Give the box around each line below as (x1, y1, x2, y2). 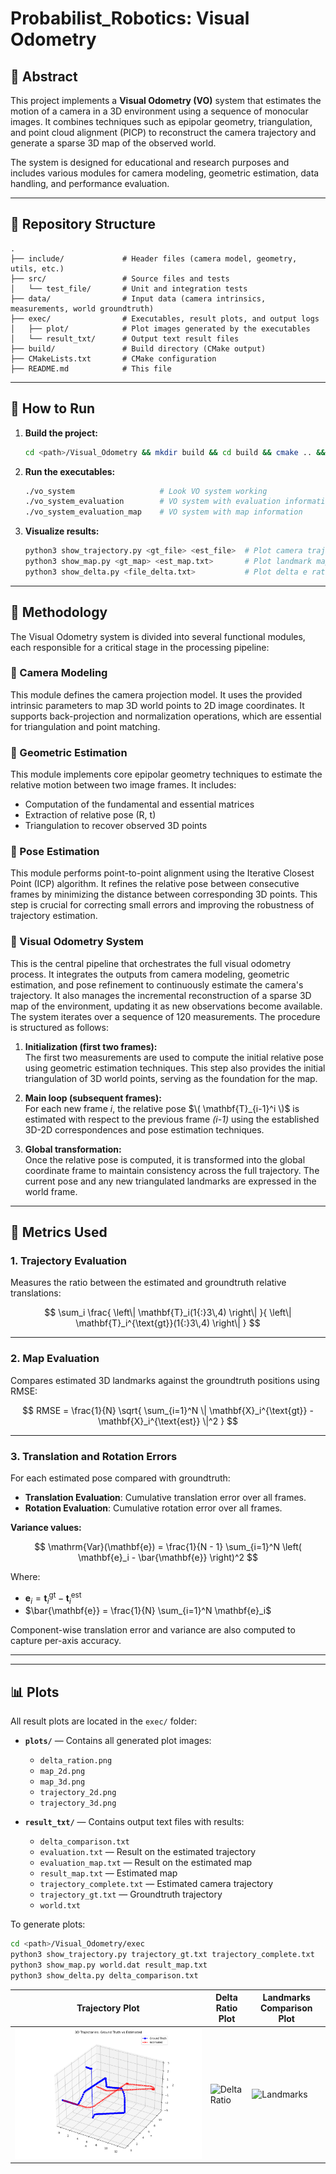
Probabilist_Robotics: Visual (10, 7, 250, 30)
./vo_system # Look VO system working (24, 486, 268, 496)
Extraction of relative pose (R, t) (24, 809, 157, 821)
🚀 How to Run (10, 400, 96, 417)
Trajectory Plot (76, 2002, 140, 2014)
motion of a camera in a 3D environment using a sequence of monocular (10, 105, 309, 117)
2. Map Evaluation (10, 1352, 100, 1366)
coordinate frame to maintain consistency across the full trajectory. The (24, 1164, 320, 1176)
